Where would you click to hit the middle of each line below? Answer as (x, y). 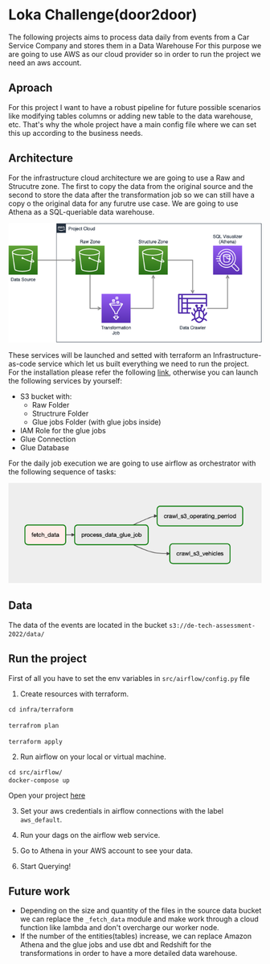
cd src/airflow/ (35, 772)
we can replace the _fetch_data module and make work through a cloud (139, 919)
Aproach (31, 88)
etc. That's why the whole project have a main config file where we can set (133, 124)
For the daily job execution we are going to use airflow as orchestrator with (132, 463)
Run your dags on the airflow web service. (90, 835)
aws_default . (41, 819)
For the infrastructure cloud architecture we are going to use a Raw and (127, 178)
